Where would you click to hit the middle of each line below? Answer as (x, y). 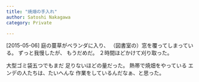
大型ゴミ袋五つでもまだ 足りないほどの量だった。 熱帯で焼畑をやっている (97, 65)
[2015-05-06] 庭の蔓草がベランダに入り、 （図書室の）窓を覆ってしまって (97, 46)
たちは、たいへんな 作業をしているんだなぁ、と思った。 (96, 73)
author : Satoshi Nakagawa (38, 17)
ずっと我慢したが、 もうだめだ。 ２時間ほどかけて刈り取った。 (95, 53)
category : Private (29, 23)
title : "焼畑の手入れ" (32, 12)
